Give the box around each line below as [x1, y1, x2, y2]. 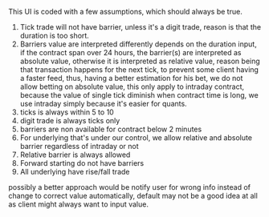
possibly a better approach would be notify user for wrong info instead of [8, 183, 251, 191]
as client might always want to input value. [8, 199, 149, 209]
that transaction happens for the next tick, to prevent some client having [19, 65, 259, 74]
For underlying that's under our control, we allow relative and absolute [19, 133, 253, 143]
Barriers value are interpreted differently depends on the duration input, [19, 39, 257, 49]
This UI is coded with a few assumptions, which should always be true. [8, 7, 243, 16]
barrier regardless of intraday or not [19, 142, 139, 151]
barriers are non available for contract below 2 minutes [19, 124, 202, 134]
